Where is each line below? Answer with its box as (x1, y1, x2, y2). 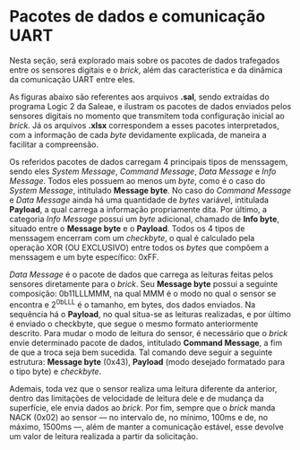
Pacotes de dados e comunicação (9, 6, 266, 27)
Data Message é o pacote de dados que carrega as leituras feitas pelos (9, 269, 274, 280)
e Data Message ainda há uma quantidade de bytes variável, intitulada (9, 195, 270, 205)
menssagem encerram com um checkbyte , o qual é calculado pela (9, 232, 255, 243)
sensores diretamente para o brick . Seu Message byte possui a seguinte (9, 278, 279, 289)
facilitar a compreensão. (9, 139, 99, 150)
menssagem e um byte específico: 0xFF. (9, 251, 159, 262)
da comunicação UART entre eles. (9, 74, 136, 84)
